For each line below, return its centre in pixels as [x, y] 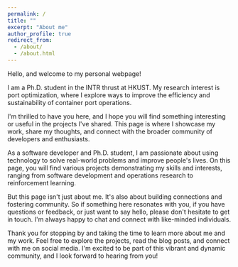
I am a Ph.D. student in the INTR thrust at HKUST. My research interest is [114, 87]
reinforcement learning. [42, 182]
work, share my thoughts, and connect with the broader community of [110, 131]
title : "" [22, 21]
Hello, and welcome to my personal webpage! [75, 73]
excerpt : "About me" [38, 27]
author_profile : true [39, 34]
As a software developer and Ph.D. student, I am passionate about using [113, 153]
